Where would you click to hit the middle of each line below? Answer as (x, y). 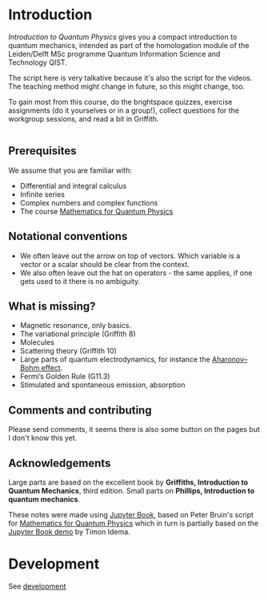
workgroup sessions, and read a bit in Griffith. (84, 118)
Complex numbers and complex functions (89, 202)
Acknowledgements (60, 463)
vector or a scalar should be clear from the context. (104, 264)
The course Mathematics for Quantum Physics (96, 211)
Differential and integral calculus (73, 186)
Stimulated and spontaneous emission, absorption (102, 385)
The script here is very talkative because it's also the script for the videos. (130, 78)
